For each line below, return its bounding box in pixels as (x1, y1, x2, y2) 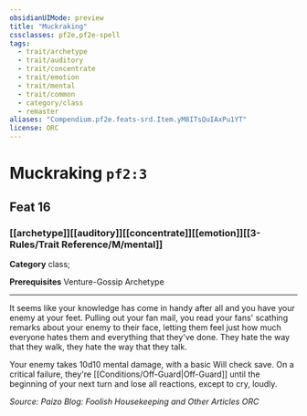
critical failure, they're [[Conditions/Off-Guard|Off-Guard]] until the (9, 369, 260, 380)
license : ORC (9, 124, 59, 133)
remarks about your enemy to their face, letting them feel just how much (9, 321, 281, 333)
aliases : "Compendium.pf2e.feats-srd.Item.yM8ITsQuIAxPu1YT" (9, 115, 248, 124)
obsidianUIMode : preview (9, 13, 104, 23)
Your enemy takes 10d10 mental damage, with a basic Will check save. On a (9, 359, 294, 369)
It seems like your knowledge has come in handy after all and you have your (9, 302, 295, 313)
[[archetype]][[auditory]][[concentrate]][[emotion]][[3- (9, 226, 261, 239)
